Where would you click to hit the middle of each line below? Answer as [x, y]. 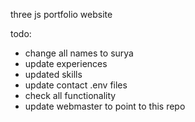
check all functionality [70, 95]
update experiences [66, 63]
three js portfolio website [61, 14]
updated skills [53, 74]
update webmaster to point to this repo [105, 106]
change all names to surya [79, 53]
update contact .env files [76, 85]
